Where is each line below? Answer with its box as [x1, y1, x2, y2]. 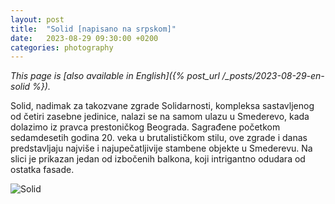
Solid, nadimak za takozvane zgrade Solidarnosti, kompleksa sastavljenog [10, 100, 315, 112]
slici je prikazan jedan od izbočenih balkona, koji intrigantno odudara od [10, 153, 306, 165]
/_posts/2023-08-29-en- [221, 70, 325, 82]
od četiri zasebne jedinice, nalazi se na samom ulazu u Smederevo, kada [10, 111, 310, 123]
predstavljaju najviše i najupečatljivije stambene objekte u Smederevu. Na [10, 142, 313, 155]
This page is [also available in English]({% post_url [10, 70, 220, 82]
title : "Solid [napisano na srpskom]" [10, 24, 177, 34]
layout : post [10, 14, 65, 25]
